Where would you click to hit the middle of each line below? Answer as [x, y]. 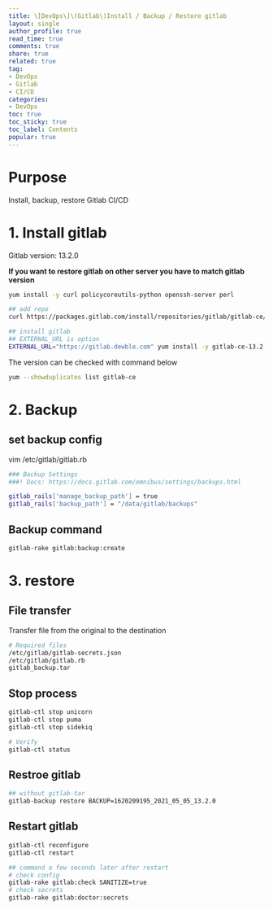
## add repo [28, 309]
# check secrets [36, 890]
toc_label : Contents [43, 129]
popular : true [32, 137]
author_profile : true [45, 31]
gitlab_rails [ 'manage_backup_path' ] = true [83, 497]
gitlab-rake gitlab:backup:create [67, 548]
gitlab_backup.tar [39, 668]
